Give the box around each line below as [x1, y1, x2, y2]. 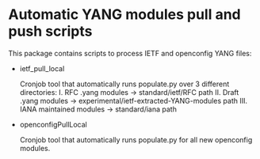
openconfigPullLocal [19, 119, 87, 129]
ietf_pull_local [19, 63, 65, 73]
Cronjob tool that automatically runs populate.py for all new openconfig [19, 134, 253, 144]
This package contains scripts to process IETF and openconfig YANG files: [8, 48, 252, 58]
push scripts [8, 22, 93, 40]
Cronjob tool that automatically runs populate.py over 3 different [19, 79, 230, 89]
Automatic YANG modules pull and [8, 6, 242, 24]
